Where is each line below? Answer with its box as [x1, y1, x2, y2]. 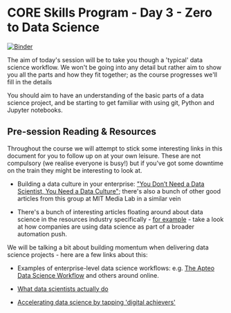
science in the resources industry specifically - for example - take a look [17, 215, 224, 223]
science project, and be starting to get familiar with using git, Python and [7, 98, 214, 106]
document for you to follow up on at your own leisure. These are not [7, 151, 201, 160]
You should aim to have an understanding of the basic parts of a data [7, 91, 204, 99]
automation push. [17, 229, 68, 238]
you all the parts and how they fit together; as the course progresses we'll [7, 70, 218, 79]
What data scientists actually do [17, 285, 109, 293]
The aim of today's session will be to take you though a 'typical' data [7, 55, 203, 64]
